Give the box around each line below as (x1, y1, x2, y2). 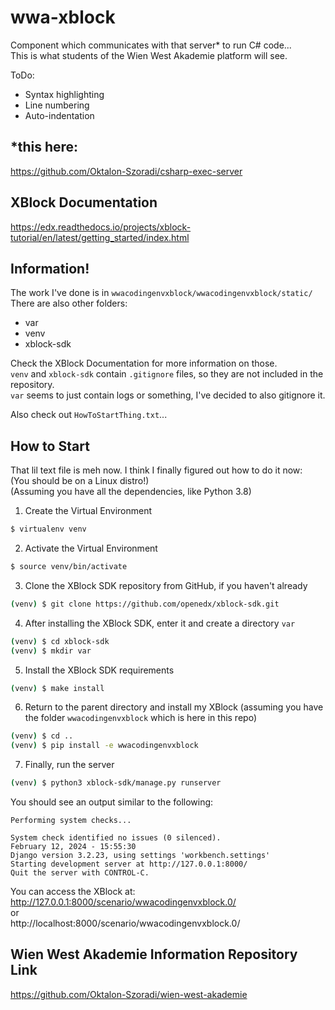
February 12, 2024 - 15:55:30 (10, 842, 137, 852)
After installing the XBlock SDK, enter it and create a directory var (24, 617, 296, 629)
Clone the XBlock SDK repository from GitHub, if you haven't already (24, 579, 308, 591)
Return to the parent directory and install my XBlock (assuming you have (24, 701, 324, 713)
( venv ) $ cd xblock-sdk (10, 636, 110, 646)
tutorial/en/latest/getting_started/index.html (10, 231, 190, 243)
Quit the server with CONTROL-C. (10, 868, 150, 878)
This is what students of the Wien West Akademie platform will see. (10, 49, 288, 61)
